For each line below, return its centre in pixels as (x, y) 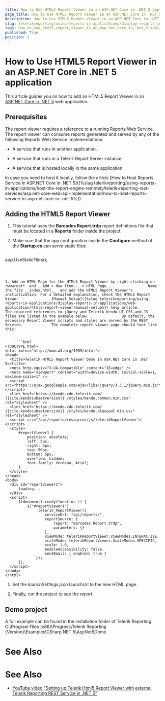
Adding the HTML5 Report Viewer (58, 214)
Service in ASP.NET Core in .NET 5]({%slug (49, 183)
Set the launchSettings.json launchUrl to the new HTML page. (75, 585)
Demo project (26, 609)
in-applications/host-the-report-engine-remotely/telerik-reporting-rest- (77, 188)
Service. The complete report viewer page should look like (81, 325)
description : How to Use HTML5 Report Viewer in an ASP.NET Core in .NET (82, 19)
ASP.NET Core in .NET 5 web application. (47, 101)
